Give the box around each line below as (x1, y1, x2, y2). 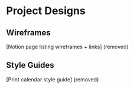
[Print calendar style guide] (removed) (6, 75, 99, 83)
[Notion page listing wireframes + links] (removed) (6, 43, 129, 50)
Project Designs (6, 4, 86, 18)
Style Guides (6, 60, 54, 70)
